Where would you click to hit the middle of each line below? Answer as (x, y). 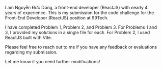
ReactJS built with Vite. (29, 37)
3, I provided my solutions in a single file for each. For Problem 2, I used (78, 32)
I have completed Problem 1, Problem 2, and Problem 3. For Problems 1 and (81, 27)
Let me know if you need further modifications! (53, 61)
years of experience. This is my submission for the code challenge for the (80, 13)
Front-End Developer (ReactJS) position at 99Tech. (57, 18)
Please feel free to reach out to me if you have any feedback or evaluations (81, 47)
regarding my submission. (31, 52)
